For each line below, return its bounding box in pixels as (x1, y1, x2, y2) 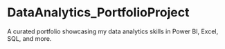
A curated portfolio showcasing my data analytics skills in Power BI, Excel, (7, 27, 219, 35)
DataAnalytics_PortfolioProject (7, 5, 190, 20)
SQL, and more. (7, 34, 52, 42)
